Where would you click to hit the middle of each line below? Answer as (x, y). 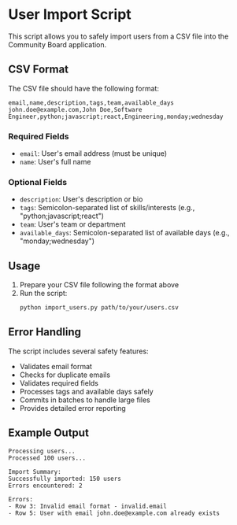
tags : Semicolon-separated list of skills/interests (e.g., (107, 208)
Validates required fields (59, 383)
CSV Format (39, 70)
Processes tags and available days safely (86, 391)
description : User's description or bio (81, 199)
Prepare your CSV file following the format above (99, 285)
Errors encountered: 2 (45, 486)
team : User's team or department (72, 224)
